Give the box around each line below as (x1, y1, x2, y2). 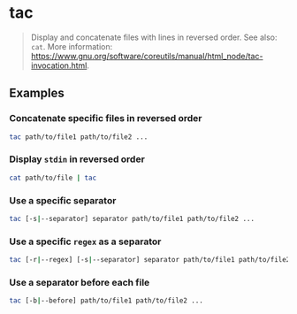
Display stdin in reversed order (9, 153, 146, 165)
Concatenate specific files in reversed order (9, 112, 202, 125)
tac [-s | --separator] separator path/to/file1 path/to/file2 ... (9, 214, 255, 223)
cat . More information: (30, 41, 113, 51)
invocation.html (30, 60, 88, 71)
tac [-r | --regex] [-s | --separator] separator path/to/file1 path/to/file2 (9, 256, 291, 264)
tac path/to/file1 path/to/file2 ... (9, 132, 148, 142)
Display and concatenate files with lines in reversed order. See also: (30, 32, 278, 42)
